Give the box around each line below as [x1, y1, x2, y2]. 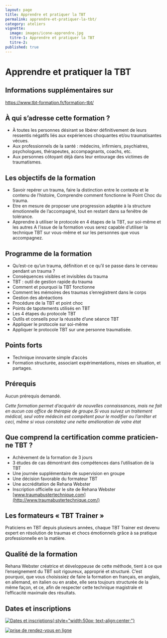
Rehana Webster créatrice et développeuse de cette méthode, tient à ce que [5, 563, 162, 569]
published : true [5, 45, 39, 50]
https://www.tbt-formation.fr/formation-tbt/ [5, 99, 94, 105]
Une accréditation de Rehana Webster [12, 481, 91, 487]
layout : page [5, 7, 32, 13]
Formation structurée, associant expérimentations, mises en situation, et [12, 359, 161, 366]
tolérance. [12, 214, 33, 220]
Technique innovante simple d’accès [12, 354, 88, 360]
